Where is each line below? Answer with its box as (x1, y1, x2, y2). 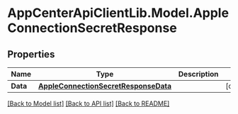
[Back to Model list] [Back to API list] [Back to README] (7, 99, 170, 108)
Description (178, 69, 219, 79)
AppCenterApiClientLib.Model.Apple (7, 5, 229, 21)
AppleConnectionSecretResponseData (38, 81, 172, 91)
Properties (7, 48, 55, 60)
